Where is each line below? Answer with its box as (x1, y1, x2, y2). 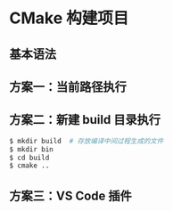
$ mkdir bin (9, 144, 54, 154)
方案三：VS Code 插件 (9, 188, 132, 203)
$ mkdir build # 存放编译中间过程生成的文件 (9, 136, 164, 145)
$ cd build (9, 153, 50, 162)
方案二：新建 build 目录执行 (9, 112, 161, 127)
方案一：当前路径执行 (9, 79, 127, 94)
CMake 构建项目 (9, 8, 129, 28)
